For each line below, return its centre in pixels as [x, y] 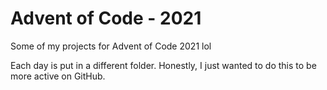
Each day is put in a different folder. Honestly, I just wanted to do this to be [163, 65]
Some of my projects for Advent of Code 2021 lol [111, 46]
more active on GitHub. [58, 76]
